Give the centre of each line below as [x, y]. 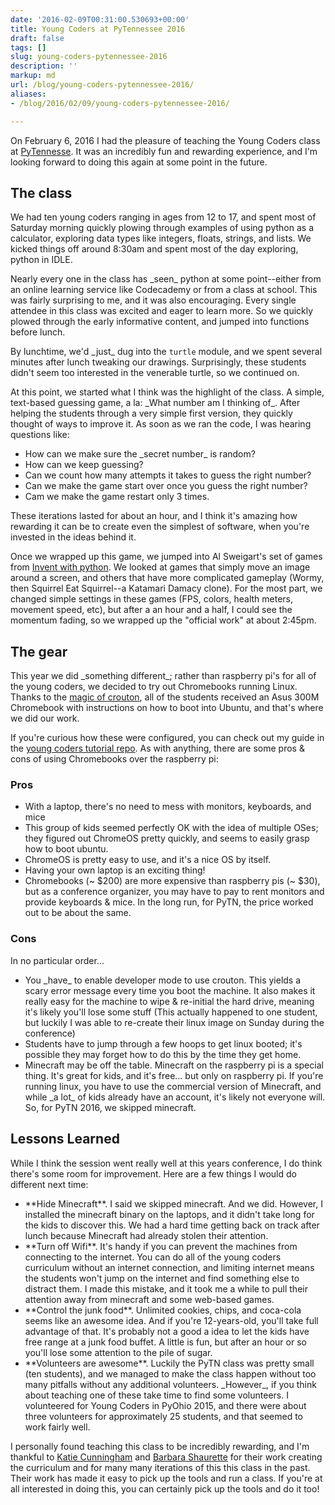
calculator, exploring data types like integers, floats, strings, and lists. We [161, 238]
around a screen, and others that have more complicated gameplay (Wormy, [167, 578]
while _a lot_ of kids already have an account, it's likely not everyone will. [175, 1097]
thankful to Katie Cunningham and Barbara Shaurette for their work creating [166, 1457]
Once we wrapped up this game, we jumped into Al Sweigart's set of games [166, 557]
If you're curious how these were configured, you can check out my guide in [167, 738]
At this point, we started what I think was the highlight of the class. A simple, [167, 392]
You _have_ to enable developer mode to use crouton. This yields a [163, 980]
